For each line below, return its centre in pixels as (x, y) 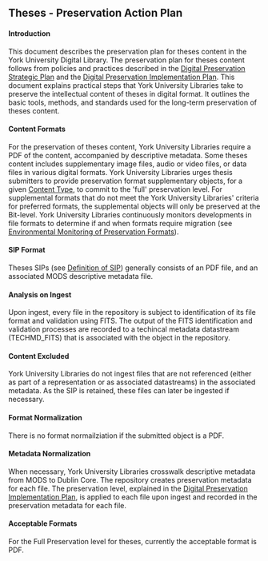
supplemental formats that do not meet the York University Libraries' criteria (134, 197)
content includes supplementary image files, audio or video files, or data (128, 164)
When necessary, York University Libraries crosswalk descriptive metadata (132, 471)
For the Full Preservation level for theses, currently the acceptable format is (133, 542)
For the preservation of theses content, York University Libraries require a (130, 146)
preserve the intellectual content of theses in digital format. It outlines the (129, 93)
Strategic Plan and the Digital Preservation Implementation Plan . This (122, 77)
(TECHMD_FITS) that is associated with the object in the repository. (119, 338)
